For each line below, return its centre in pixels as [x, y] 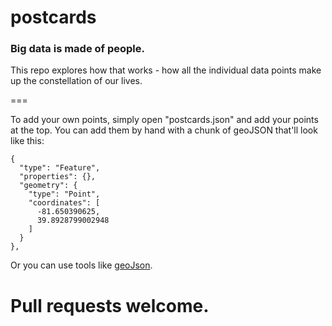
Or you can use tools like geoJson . [81, 265]
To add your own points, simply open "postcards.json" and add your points [164, 120]
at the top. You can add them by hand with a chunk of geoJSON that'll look [164, 130]
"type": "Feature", [60, 168]
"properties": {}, [58, 177]
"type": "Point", [64, 194]
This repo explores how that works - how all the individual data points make [166, 70]
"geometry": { [48, 186]
